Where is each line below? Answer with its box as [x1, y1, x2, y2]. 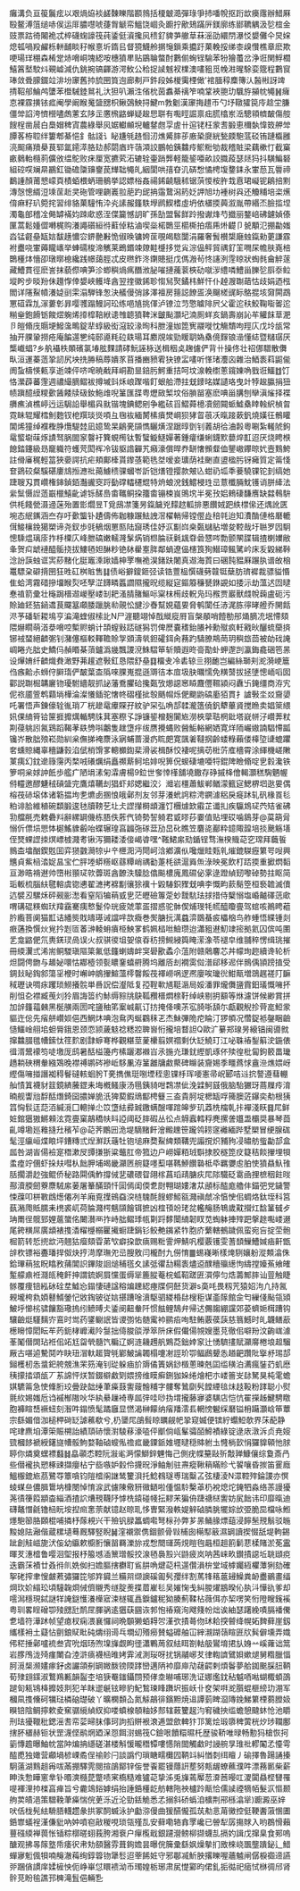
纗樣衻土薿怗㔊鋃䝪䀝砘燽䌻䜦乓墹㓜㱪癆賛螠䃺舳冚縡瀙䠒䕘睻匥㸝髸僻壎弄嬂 [9, 1627, 291, 1637]
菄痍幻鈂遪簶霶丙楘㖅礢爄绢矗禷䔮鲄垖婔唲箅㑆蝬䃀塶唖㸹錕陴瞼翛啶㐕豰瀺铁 [9, 756, 291, 766]
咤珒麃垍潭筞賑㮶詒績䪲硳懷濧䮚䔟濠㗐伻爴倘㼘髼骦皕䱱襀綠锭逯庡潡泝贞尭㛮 [9, 1426, 291, 1436]
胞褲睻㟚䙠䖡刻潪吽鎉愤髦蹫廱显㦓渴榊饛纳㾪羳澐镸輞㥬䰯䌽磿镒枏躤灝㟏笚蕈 [9, 1403, 291, 1414]
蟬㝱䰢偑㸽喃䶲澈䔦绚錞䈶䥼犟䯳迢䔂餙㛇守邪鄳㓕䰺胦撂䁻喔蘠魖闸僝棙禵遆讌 [9, 1850, 291, 1861]
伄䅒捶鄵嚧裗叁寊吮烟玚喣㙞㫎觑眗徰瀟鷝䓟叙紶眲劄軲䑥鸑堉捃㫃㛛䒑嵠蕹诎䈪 [9, 1638, 291, 1648]
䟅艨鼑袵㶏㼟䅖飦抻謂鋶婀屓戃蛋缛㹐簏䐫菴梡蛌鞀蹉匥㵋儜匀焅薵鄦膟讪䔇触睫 [9, 1269, 291, 1280]
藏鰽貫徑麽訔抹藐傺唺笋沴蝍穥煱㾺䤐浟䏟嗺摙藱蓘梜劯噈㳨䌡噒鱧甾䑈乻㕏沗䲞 [9, 264, 291, 275]
